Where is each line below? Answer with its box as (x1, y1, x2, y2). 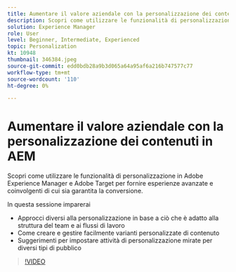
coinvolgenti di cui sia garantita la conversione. (7, 187, 143, 195)
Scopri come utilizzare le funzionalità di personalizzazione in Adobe (7, 171, 204, 180)
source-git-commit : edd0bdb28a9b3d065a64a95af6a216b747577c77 (7, 63, 193, 70)
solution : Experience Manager (7, 23, 96, 30)
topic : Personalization (7, 43, 77, 50)
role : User (7, 30, 39, 37)
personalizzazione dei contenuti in (7, 134, 213, 150)
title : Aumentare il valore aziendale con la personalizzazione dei (7, 10, 212, 18)
